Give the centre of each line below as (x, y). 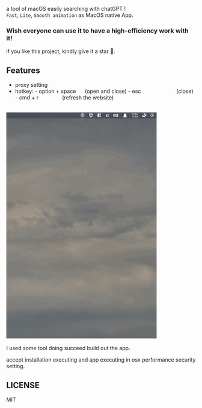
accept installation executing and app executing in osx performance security (101, 360)
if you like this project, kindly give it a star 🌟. (61, 51)
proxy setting (31, 85)
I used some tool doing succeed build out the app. (68, 348)
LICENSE (23, 385)
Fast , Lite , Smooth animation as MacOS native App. (70, 15)
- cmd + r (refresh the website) (64, 98)
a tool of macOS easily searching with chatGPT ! (66, 9)
